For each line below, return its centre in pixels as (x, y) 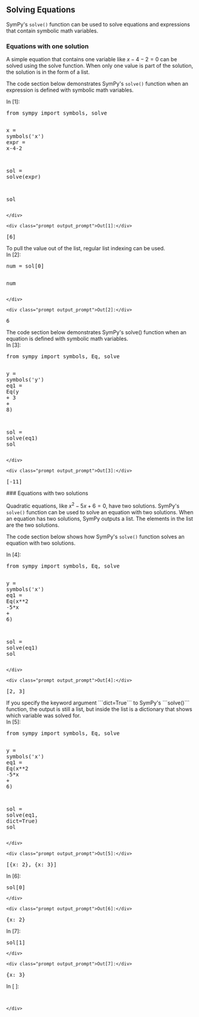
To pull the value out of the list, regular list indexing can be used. (86, 248)
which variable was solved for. (44, 715)
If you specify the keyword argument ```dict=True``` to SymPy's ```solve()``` (98, 703)
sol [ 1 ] (16, 942)
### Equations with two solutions (47, 493)
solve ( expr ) (24, 177)
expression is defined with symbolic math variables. (70, 90)
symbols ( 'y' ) (25, 380)
